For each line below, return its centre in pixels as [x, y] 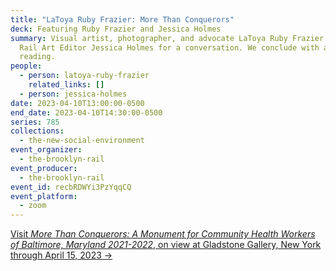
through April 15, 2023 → [61, 255]
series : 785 [35, 122]
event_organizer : [46, 150]
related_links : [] [66, 85]
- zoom [33, 206]
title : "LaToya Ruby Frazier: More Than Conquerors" [122, 19]
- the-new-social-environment [82, 141]
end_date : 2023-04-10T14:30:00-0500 [86, 112]
